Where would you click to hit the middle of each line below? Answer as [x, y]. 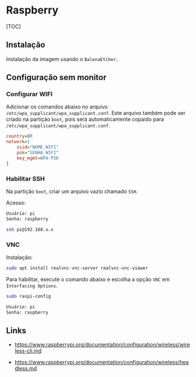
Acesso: [16, 202]
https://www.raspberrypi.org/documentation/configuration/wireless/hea [102, 362]
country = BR [19, 136]
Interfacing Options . [32, 286]
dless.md [26, 368]
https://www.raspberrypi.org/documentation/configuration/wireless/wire [102, 345]
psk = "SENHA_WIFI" [38, 153]
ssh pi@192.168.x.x [30, 229]
